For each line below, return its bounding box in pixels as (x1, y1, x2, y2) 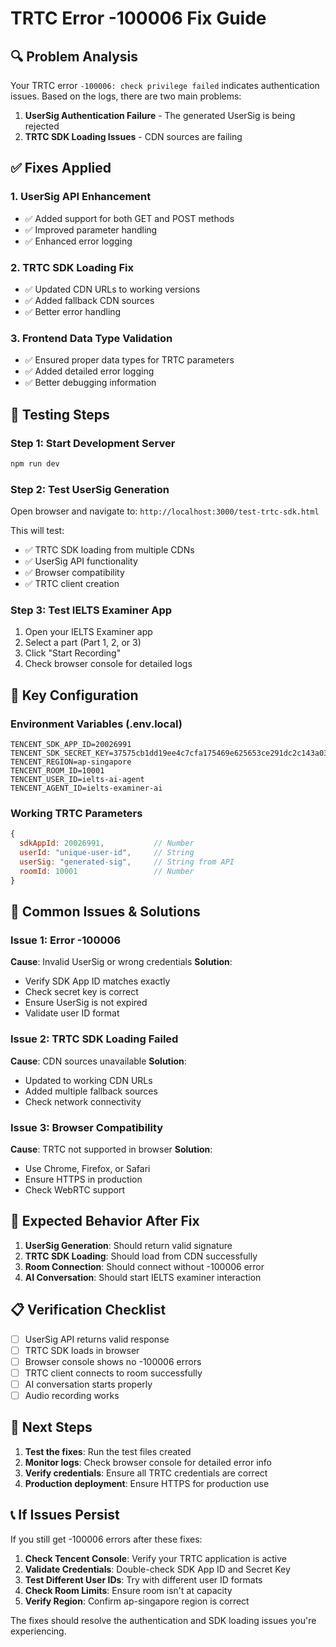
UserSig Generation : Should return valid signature (24, 1239, 233, 1251)
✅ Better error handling (24, 305, 122, 317)
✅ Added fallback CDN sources (24, 294, 155, 306)
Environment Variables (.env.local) (10, 717, 183, 731)
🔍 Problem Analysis (10, 48, 139, 65)
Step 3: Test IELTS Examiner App (10, 603, 173, 617)
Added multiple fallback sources (24, 1085, 158, 1097)
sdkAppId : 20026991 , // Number (19, 838, 195, 849)
